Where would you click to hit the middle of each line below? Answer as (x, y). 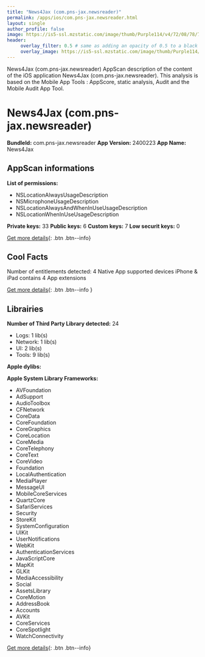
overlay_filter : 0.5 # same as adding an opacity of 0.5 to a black (109, 46)
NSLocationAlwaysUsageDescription (62, 195)
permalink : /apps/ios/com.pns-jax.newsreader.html (72, 18)
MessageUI (30, 487)
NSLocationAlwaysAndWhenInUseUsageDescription (82, 208)
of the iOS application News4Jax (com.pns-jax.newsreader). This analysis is (102, 75)
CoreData (28, 416)
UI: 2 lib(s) (29, 348)
